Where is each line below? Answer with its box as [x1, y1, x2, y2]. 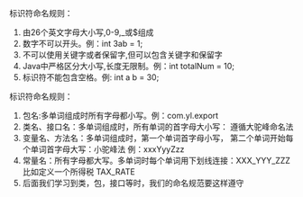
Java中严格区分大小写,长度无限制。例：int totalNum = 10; [22, 61, 235, 71]
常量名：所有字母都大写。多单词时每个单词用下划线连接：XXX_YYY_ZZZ [22, 156, 291, 166]
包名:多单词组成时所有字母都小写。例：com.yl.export [22, 111, 219, 121]
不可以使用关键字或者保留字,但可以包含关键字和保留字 [22, 49, 223, 60]
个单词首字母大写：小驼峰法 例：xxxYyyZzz [22, 144, 185, 155]
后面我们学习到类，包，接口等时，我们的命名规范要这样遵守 [22, 178, 244, 188]
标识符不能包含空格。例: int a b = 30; [22, 72, 160, 83]
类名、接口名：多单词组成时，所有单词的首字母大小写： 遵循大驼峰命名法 [22, 121, 294, 132]
